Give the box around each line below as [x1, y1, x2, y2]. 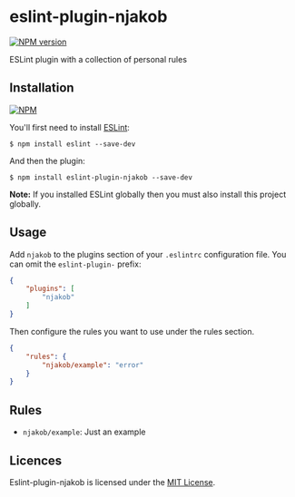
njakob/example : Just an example [22, 426, 146, 437]
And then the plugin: [9, 155, 86, 166]
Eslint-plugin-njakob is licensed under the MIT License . [9, 476, 216, 487]
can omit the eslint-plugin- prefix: [9, 258, 142, 269]
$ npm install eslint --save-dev [9, 139, 136, 149]
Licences [9, 453, 63, 468]
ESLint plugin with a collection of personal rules [9, 54, 188, 64]
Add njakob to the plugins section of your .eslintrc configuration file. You [9, 248, 287, 259]
